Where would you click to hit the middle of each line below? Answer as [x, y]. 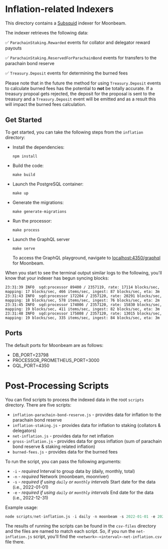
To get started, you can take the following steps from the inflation [74, 132]
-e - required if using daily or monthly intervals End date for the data [83, 492]
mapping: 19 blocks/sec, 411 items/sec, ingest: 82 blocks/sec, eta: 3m [82, 309]
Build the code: [28, 165]
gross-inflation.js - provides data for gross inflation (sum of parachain [87, 441]
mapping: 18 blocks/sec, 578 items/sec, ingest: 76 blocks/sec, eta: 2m [82, 300]
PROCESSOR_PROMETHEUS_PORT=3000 [56, 360]
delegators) [24, 430]
